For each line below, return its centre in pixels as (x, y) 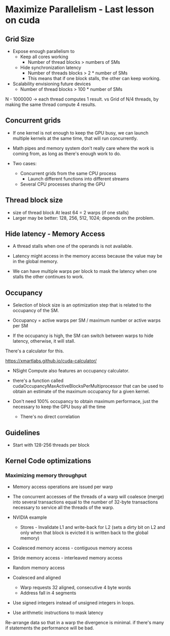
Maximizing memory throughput (46, 475)
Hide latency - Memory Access (55, 234)
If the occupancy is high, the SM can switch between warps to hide (83, 336)
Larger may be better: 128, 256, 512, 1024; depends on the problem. (83, 218)
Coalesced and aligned (37, 577)
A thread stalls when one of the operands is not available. (73, 246)
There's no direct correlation (50, 417)
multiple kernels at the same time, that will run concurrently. (75, 138)
